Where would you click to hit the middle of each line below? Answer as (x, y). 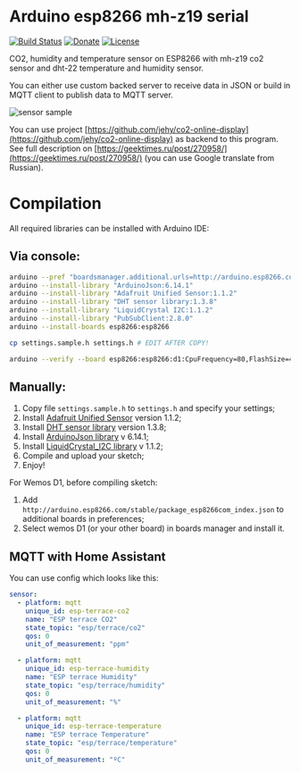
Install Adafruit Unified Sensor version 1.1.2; (102, 418)
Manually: (38, 386)
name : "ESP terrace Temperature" (87, 735)
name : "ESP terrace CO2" (71, 619)
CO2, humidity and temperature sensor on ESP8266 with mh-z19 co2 (137, 58)
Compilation (55, 204)
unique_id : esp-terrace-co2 (77, 611)
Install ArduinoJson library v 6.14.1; (85, 437)
